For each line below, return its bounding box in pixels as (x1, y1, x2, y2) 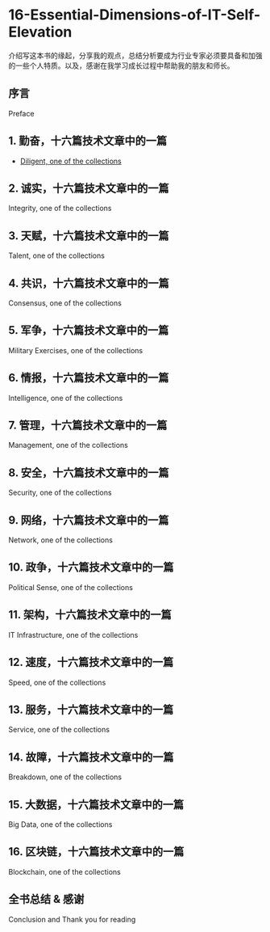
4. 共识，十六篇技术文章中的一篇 (8, 276, 169, 290)
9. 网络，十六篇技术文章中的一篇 (8, 513, 169, 527)
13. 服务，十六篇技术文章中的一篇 (8, 702, 174, 716)
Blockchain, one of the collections (8, 867, 121, 876)
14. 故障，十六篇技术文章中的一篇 (8, 750, 174, 764)
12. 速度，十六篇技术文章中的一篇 (8, 656, 174, 669)
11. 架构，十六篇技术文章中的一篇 (8, 608, 172, 622)
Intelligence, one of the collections (8, 393, 123, 403)
